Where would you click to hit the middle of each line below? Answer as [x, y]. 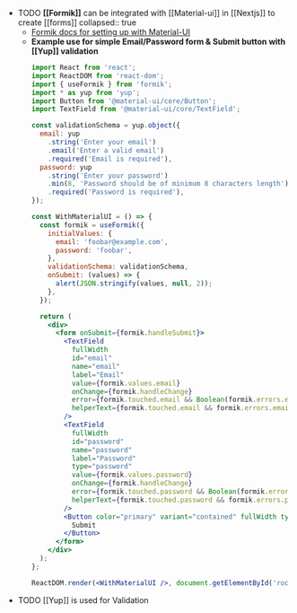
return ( [56, 316]
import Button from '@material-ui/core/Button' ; [124, 101]
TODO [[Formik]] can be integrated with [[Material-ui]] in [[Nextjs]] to [146, 13]
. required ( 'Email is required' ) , [110, 159]
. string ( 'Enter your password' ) [108, 175]
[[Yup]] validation [65, 51]
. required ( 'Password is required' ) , [116, 192]
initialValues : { [80, 233]
